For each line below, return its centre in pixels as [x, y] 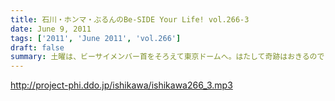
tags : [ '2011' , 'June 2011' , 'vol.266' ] [96, 38]
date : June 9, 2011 [51, 29]
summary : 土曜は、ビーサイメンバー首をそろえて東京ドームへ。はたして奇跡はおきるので [167, 57]
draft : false [37, 47]
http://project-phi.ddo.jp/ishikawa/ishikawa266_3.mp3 [121, 85]
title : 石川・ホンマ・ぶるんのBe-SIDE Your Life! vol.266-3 [130, 19]
